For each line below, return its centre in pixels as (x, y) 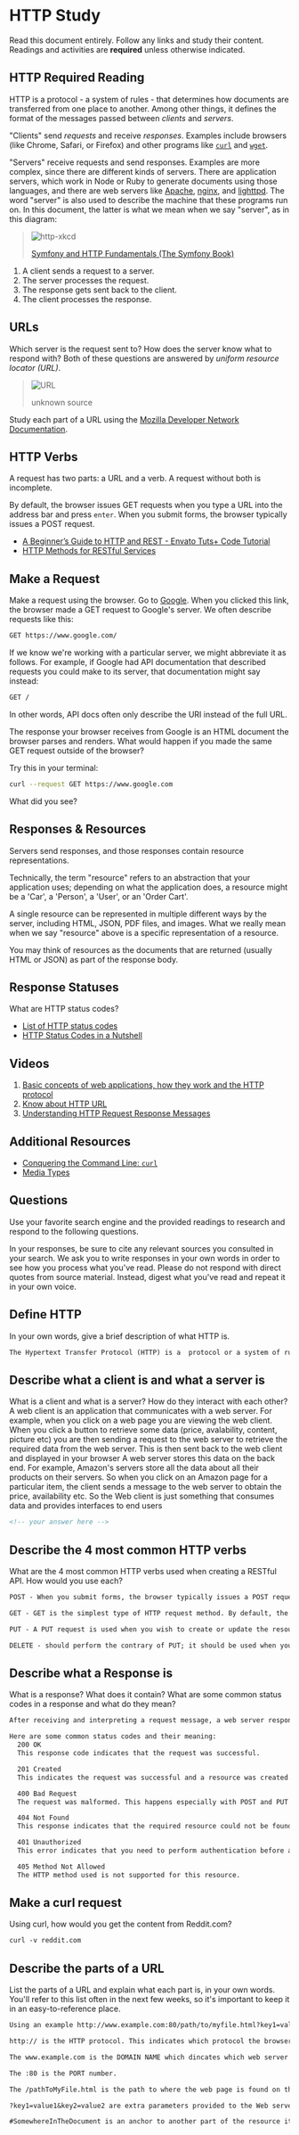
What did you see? (44, 801)
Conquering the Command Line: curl (90, 1163)
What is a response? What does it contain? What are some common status (145, 1695)
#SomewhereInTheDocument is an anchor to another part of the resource (145, 2122)
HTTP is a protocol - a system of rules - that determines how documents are (149, 99)
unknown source (62, 402)
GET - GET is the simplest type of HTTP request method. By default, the (149, 1613)
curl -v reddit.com (45, 1941)
